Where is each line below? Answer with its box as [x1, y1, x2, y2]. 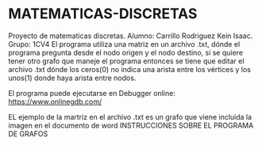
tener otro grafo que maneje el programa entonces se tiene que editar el [8, 56, 245, 66]
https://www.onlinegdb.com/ [8, 97, 102, 106]
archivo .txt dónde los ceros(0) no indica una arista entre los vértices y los [8, 64, 252, 74]
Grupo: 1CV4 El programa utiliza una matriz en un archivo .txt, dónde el [8, 39, 241, 48]
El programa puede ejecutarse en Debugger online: [8, 88, 176, 97]
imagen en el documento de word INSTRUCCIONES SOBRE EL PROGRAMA [8, 120, 254, 130]
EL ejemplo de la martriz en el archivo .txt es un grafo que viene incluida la [8, 112, 252, 121]
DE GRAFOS [8, 128, 48, 139]
